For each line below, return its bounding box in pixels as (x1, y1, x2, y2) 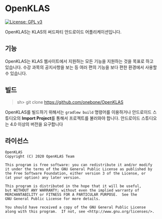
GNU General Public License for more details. (5, 197, 101, 202)
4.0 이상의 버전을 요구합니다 (10, 121, 63, 127)
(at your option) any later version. (5, 175, 81, 180)
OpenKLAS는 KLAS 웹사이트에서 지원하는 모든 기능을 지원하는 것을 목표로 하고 (5, 58, 154, 64)
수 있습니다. (5, 70, 28, 76)
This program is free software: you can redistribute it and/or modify (5, 163, 152, 168)
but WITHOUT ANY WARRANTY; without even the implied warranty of (5, 188, 139, 193)
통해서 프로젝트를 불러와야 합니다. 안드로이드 (56, 115, 140, 121)
